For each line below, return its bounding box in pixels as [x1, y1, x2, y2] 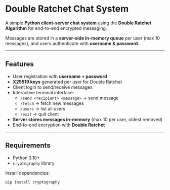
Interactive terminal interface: [12, 89, 74, 95]
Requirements [5, 141, 51, 150]
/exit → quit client [20, 111, 59, 117]
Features [5, 60, 34, 68]
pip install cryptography [5, 179, 60, 185]
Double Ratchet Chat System [5, 3, 129, 15]
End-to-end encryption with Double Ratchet [12, 122, 105, 128]
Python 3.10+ [12, 155, 40, 161]
